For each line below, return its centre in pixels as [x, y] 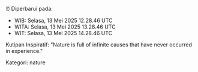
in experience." [24, 51]
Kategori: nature [25, 62]
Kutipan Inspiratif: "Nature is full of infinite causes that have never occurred [99, 45]
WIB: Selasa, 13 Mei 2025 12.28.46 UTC [63, 21]
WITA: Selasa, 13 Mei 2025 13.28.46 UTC [65, 27]
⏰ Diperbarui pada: [29, 9]
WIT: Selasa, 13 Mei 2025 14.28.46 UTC [63, 33]
